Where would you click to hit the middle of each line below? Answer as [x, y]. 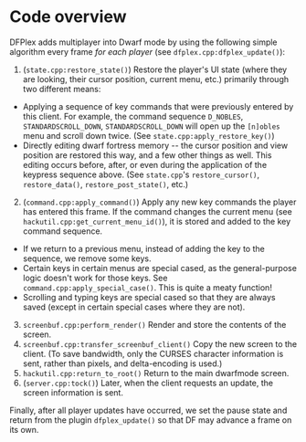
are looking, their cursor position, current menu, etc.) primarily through [156, 79]
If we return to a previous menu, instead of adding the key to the [143, 248]
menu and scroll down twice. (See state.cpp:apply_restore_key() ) [149, 135]
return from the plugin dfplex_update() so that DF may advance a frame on [151, 420]
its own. [24, 429]
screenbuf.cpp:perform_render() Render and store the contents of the [154, 324]
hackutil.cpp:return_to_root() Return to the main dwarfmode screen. [156, 373]
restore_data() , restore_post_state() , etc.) [106, 184]
